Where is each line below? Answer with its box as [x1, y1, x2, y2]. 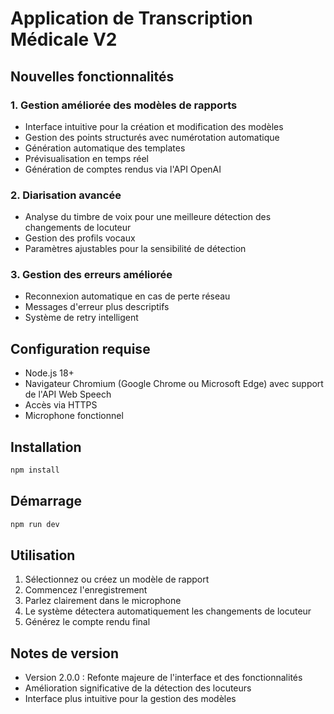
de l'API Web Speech [24, 388, 112, 401]
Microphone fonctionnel [24, 410, 124, 422]
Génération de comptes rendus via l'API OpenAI [24, 163, 222, 175]
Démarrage [10, 493, 82, 510]
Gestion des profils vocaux [24, 232, 136, 244]
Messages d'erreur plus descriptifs [24, 301, 170, 313]
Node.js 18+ [24, 367, 75, 379]
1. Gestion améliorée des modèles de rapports [10, 98, 238, 112]
